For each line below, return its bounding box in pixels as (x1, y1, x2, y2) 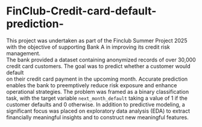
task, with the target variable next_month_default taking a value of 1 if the (6, 94, 188, 102)
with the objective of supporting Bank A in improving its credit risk (6, 43, 171, 51)
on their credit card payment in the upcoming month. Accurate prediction (6, 75, 188, 82)
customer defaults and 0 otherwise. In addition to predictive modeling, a (6, 101, 185, 108)
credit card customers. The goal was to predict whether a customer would (6, 62, 191, 70)
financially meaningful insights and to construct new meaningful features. (6, 113, 189, 121)
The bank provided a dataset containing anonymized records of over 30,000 (6, 56, 196, 63)
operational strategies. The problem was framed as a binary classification (6, 88, 189, 95)
